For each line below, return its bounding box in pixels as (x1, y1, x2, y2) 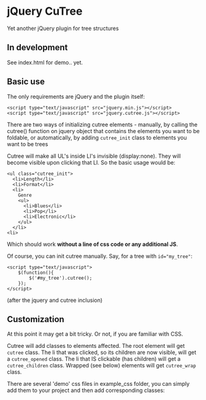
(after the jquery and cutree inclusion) (7, 296, 103, 304)
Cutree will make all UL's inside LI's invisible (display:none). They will (7, 152, 181, 160)
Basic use (7, 77, 45, 87)
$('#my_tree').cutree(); (29, 275, 93, 281)
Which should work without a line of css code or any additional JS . (7, 240, 178, 248)
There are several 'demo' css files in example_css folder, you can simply (7, 380, 190, 388)
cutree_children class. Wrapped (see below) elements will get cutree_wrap (7, 362, 196, 369)
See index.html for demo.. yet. (7, 58, 83, 66)
